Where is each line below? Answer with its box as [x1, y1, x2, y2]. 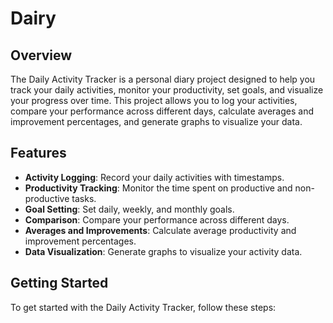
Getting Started [10, 275, 109, 292]
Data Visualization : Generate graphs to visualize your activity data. [24, 245, 303, 257]
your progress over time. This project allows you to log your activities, [10, 95, 298, 106]
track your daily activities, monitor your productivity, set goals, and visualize [10, 84, 324, 96]
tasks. [71, 192, 97, 204]
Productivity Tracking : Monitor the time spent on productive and [24, 182, 293, 194]
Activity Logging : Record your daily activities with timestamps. [24, 171, 285, 183]
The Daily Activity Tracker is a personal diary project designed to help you [10, 73, 316, 85]
